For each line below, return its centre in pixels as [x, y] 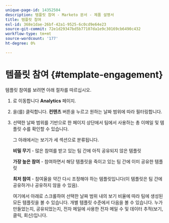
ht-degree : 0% [20, 43]
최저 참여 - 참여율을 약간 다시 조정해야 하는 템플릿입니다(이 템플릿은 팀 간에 [88, 179]
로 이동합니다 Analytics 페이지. [44, 101]
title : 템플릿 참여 [23, 19]
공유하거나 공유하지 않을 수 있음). [46, 185]
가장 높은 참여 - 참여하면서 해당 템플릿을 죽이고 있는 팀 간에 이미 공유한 [83, 161]
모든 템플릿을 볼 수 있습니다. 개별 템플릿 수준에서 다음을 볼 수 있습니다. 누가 [88, 202]
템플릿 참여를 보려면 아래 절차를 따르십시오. [48, 90]
